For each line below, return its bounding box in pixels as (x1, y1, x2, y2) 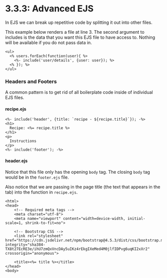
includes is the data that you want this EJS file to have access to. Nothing (5, 34, 156, 40)
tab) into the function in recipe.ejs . (5, 189, 78, 195)
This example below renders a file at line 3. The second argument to (5, 29, 145, 35)
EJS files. (5, 95, 24, 101)
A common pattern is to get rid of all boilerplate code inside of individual (5, 89, 153, 95)
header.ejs (5, 158, 28, 164)
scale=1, (5, 220, 23, 225)
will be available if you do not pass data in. (5, 39, 92, 45)
